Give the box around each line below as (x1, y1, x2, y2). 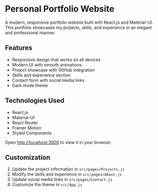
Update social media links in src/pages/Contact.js (12, 176, 113, 182)
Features (5, 44, 32, 52)
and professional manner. (5, 30, 56, 35)
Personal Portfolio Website (5, 3, 115, 15)
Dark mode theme (12, 82, 48, 88)
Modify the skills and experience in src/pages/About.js (12, 171, 122, 177)
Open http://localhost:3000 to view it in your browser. (5, 139, 112, 145)
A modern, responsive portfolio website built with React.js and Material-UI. (5, 19, 154, 25)
